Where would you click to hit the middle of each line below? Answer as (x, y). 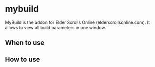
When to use (25, 43)
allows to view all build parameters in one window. (55, 27)
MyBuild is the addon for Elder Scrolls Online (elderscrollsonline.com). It (77, 22)
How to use (22, 59)
